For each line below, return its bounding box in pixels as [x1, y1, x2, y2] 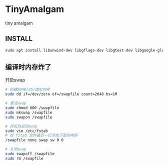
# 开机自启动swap [5, 123, 37, 128]
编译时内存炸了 [5, 63, 51, 71]
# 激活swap [5, 101, 26, 106]
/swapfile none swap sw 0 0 [5, 137, 64, 143]
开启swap [5, 77, 25, 83]
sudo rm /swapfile [5, 156, 43, 161]
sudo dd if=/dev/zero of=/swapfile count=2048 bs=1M [5, 91, 117, 97]
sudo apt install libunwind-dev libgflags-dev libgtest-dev [5, 47, 133, 53]
